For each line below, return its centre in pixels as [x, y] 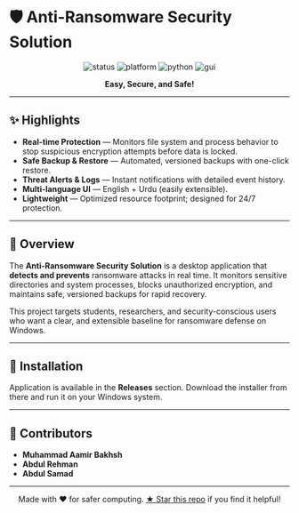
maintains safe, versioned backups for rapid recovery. [108, 293]
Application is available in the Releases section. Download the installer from [148, 388]
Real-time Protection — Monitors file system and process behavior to [150, 141]
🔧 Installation [46, 366]
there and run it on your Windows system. [86, 397]
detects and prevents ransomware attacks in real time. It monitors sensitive [148, 275]
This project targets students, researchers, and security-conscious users [143, 311]
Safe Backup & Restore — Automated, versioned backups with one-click [155, 160]
